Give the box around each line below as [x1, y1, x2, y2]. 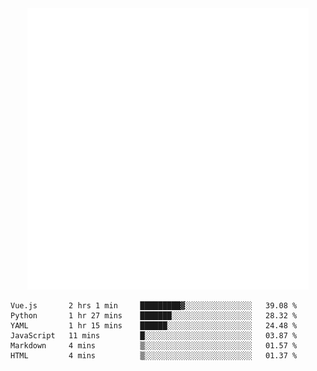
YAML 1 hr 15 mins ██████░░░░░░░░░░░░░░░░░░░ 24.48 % [10, 321, 298, 331]
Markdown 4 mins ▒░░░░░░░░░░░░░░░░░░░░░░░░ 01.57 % [10, 341, 298, 351]
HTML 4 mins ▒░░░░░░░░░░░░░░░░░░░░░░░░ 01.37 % [10, 351, 298, 361]
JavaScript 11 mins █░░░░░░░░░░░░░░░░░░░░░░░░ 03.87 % [10, 331, 298, 341]
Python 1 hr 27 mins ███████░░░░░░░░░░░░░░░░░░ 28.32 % [10, 311, 298, 321]
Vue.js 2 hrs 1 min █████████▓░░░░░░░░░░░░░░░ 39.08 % [10, 301, 298, 311]
